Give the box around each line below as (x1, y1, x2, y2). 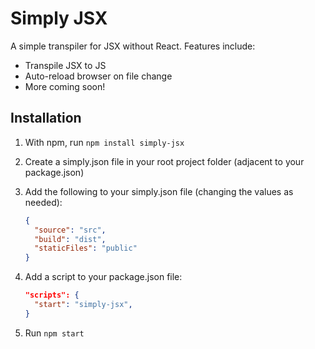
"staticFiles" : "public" (34, 243, 138, 254)
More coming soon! (24, 80, 106, 92)
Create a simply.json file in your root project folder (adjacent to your (24, 155, 305, 167)
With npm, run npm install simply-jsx (24, 136, 185, 148)
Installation (10, 110, 82, 127)
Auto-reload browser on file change (24, 70, 173, 82)
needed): (24, 196, 63, 208)
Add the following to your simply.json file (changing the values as (24, 185, 294, 197)
